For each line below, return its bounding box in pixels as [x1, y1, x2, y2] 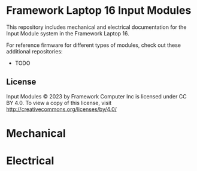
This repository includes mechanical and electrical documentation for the [6, 23, 187, 31]
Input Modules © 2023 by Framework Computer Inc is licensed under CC [6, 92, 187, 100]
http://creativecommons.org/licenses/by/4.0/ [6, 106, 117, 113]
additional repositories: [6, 47, 63, 55]
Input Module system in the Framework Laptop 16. [6, 29, 130, 37]
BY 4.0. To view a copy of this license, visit [6, 99, 112, 106]
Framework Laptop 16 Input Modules [6, 4, 192, 17]
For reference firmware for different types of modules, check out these [6, 41, 181, 49]
